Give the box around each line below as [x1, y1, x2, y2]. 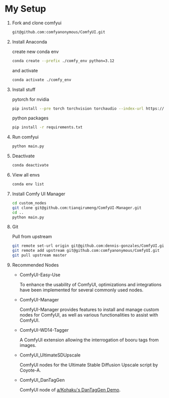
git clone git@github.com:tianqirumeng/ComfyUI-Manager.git [12, 205, 142, 210]
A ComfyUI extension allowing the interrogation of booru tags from [19, 337, 159, 343]
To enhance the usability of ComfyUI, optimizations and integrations [19, 282, 162, 288]
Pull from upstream [12, 234, 52, 240]
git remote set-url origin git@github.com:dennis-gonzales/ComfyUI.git [12, 243, 166, 248]
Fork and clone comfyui [12, 20, 62, 26]
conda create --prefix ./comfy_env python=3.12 [12, 58, 114, 63]
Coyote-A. [19, 367, 41, 373]
